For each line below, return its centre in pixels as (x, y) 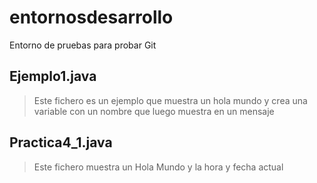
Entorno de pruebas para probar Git (83, 45)
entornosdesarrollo (91, 17)
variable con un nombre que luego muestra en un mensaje (154, 111)
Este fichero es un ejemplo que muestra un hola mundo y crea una (170, 100)
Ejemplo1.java (53, 76)
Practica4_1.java (61, 142)
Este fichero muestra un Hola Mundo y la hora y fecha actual (158, 167)
